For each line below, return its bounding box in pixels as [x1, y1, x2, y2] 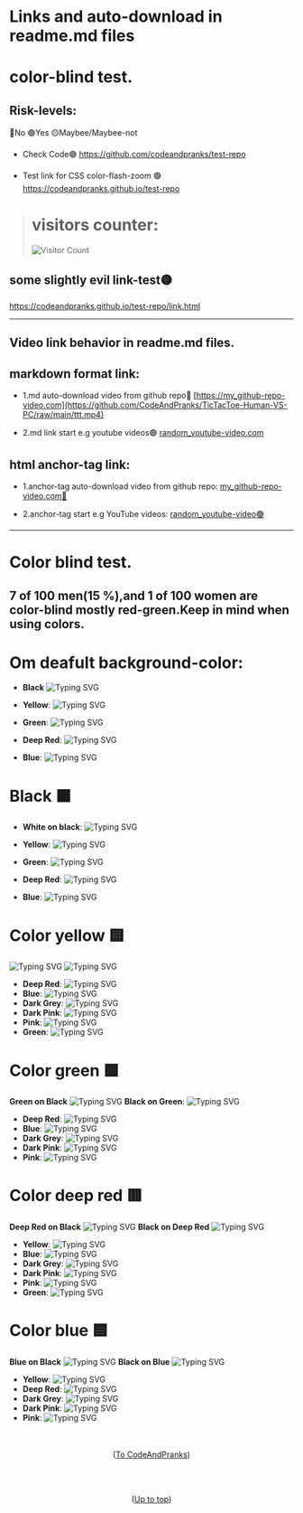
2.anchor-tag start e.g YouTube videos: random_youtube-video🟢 [22, 508, 264, 519]
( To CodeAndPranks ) [112, 1449, 191, 1461]
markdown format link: [9, 366, 140, 381]
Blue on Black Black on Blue [9, 1357, 170, 1367]
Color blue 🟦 [9, 1320, 108, 1341]
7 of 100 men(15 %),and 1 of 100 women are [9, 587, 259, 603]
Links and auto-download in [9, 6, 223, 27]
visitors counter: [31, 215, 160, 236]
